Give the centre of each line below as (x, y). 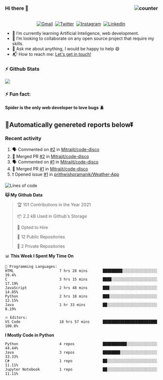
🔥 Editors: (16, 317)
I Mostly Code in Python (30, 335)
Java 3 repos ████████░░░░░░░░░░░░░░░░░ (81, 352)
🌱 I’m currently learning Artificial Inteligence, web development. (75, 33)
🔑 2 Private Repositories (41, 246)
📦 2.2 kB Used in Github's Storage (52, 216)
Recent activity (23, 138)
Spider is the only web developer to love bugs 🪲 (55, 108)
